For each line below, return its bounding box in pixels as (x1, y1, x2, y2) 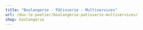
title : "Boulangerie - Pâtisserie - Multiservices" (5, 7, 117, 13)
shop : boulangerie (5, 17, 44, 22)
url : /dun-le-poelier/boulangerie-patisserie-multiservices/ (5, 12, 138, 17)
